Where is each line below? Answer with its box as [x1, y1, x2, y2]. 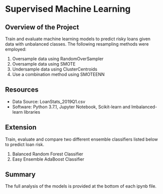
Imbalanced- [131, 104, 157, 110]
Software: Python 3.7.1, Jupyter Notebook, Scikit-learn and [12, 104, 131, 110]
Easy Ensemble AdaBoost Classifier [12, 156, 84, 162]
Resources [5, 86, 39, 94]
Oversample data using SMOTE [12, 61, 76, 67]
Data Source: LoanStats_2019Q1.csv [12, 98, 85, 104]
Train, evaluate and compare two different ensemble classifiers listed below [5, 136, 158, 142]
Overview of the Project [5, 23, 80, 31]
